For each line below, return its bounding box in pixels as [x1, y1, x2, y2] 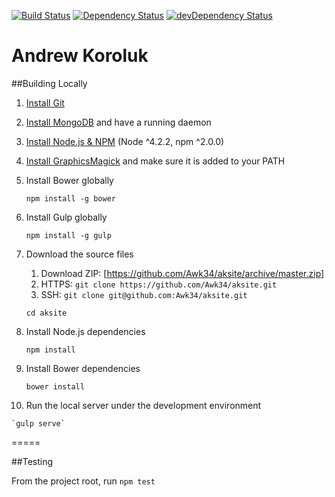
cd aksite [25, 308, 68, 318]
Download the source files [25, 248, 134, 260]
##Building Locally [11, 77, 88, 89]
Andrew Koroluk [11, 45, 149, 67]
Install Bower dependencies [25, 362, 141, 374]
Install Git [25, 96, 65, 109]
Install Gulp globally [25, 211, 108, 223]
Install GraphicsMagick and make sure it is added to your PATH [25, 155, 286, 167]
